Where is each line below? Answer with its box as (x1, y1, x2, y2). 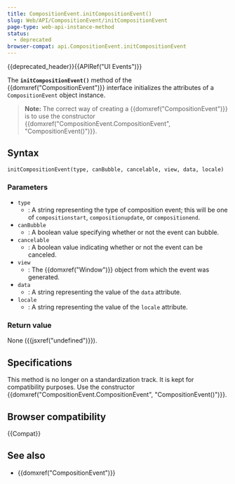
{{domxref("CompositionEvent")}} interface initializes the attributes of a (7, 84, 214, 91)
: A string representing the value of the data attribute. (27, 288, 182, 296)
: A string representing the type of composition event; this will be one (27, 205, 228, 215)
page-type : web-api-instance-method (7, 23, 114, 30)
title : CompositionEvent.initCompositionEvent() (7, 10, 152, 18)
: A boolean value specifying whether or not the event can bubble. (27, 228, 220, 236)
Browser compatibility (7, 411, 107, 423)
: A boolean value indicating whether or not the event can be (27, 243, 203, 252)
